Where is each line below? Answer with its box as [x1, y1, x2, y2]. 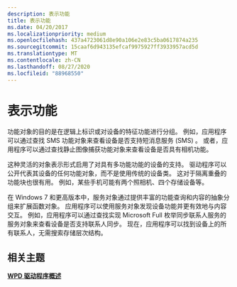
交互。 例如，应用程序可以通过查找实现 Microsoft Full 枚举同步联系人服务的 [7, 211, 227, 220]
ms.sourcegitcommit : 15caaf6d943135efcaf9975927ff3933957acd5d [7, 43, 199, 50]
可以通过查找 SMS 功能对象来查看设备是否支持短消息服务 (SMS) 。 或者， [7, 136, 222, 145]
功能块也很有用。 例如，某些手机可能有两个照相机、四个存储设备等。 [7, 178, 208, 187]
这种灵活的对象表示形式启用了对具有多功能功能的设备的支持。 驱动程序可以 [7, 161, 227, 169]
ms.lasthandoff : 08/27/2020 [7, 63, 91, 70]
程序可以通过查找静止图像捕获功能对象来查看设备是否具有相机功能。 [13, 145, 213, 153]
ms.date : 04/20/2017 [7, 23, 69, 31]
